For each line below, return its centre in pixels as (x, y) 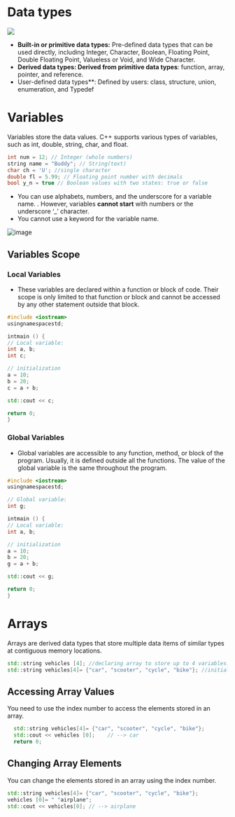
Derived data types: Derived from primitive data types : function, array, (121, 66)
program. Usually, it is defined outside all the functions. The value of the (121, 460)
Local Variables (34, 274)
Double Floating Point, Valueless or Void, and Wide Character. (106, 59)
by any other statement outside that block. (78, 304)
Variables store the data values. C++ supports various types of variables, (113, 136)
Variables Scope (44, 254)
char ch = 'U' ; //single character (59, 170)
